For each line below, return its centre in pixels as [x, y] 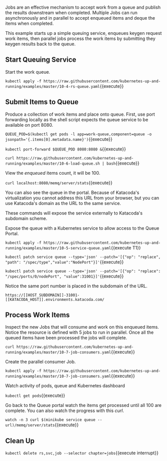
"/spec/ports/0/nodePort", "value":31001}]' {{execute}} [65, 276]
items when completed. [29, 23]
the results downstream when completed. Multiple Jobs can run [71, 13]
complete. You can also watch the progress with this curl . [65, 411]
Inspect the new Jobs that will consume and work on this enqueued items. [82, 327]
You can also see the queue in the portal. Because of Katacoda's [72, 192]
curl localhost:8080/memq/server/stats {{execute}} [59, 183]
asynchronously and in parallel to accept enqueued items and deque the [80, 18]
